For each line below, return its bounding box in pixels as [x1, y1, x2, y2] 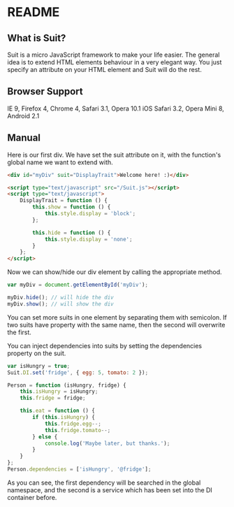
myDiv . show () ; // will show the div [7, 300, 114, 308]
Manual [7, 132, 41, 144]
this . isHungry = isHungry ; [20, 388, 98, 395]
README [7, 4, 60, 20]
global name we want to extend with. [7, 158, 113, 166]
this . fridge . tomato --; [44, 427, 111, 434]
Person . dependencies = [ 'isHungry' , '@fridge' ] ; [7, 466, 152, 473]
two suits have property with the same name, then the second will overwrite [7, 320, 226, 329]
